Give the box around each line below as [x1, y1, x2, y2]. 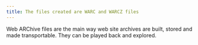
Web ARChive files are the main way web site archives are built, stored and [6, 25, 193, 32]
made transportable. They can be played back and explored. [6, 31, 157, 39]
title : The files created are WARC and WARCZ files [6, 8, 139, 15]
